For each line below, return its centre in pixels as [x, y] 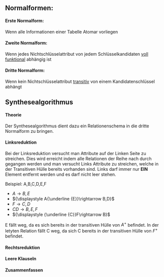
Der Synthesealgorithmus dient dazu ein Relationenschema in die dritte [77, 126]
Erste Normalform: [25, 20]
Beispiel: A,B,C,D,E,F [26, 184]
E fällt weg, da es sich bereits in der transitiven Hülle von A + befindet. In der [82, 224]
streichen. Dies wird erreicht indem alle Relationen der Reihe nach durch [78, 158]
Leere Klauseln [21, 259]
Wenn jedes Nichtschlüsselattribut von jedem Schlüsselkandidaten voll [77, 54]
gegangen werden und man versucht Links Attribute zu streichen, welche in [82, 164]
